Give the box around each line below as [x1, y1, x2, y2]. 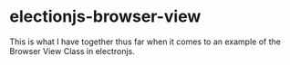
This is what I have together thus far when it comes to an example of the [9, 36, 281, 47]
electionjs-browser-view [9, 6, 202, 27]
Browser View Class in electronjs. [9, 45, 135, 56]
